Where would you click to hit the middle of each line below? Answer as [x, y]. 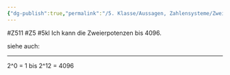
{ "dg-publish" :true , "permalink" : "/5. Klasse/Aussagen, [87, 13]
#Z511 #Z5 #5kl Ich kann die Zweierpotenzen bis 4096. [85, 33]
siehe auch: [23, 46]
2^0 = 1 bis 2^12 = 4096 [40, 65]
